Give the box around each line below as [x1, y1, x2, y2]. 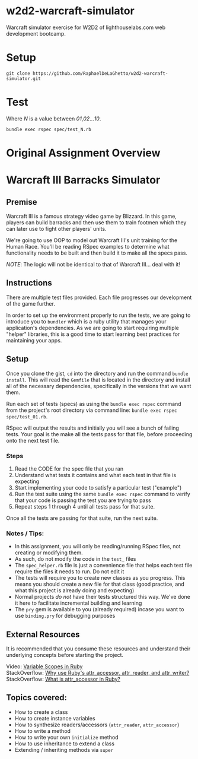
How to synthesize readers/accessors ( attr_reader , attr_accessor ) [14, 721, 180, 728]
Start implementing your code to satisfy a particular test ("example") [14, 484, 182, 491]
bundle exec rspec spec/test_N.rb [6, 126, 92, 132]
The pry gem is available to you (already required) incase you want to [14, 606, 184, 613]
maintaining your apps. [6, 336, 62, 344]
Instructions [6, 278, 52, 288]
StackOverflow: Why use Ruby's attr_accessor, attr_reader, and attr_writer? [6, 669, 190, 677]
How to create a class [14, 708, 68, 716]
